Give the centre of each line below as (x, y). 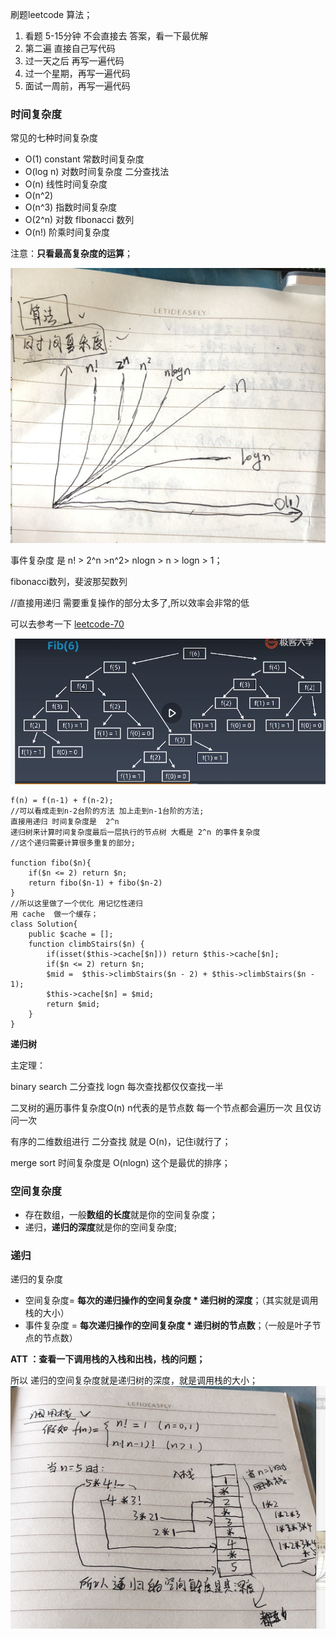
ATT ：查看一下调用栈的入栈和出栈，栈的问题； (108, 1359)
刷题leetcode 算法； (51, 14)
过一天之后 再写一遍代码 (74, 61)
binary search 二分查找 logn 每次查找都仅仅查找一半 (117, 1086)
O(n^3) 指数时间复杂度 (71, 207)
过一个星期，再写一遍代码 (77, 73)
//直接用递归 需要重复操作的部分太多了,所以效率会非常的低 (130, 602)
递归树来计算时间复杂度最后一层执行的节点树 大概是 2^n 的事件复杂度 (135, 832)
